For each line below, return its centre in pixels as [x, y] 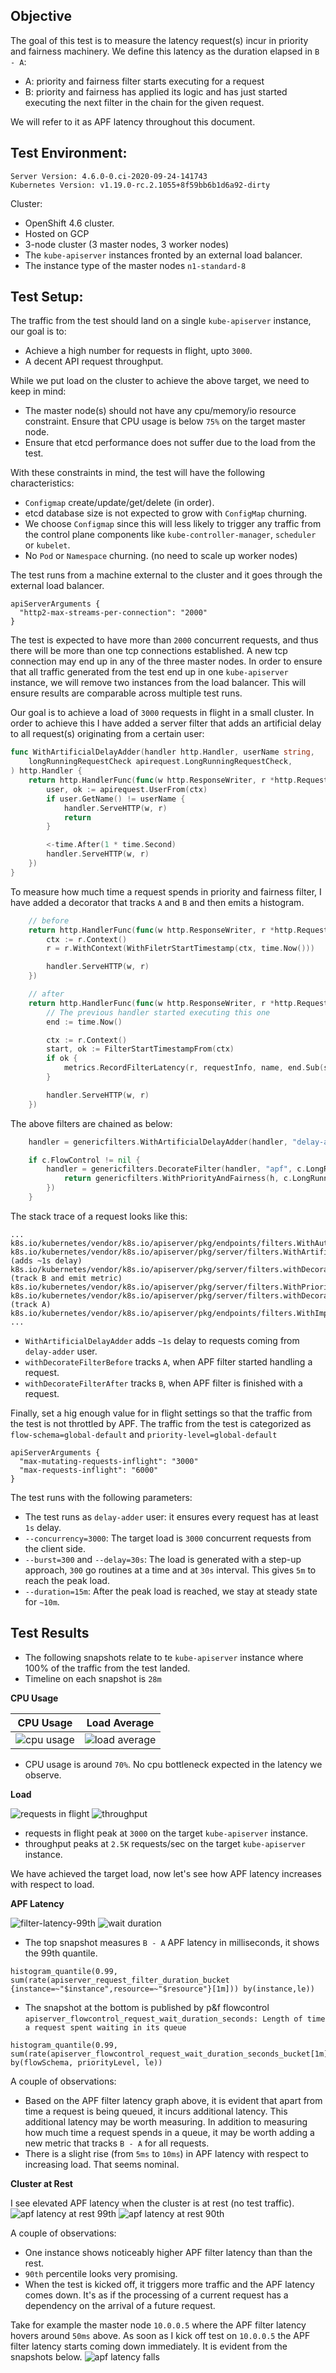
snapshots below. [46, 2356]
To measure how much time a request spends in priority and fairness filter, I [166, 891]
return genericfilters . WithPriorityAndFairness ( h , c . [178, 1179]
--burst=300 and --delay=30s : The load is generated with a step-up [163, 1559]
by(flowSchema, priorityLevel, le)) [86, 2062]
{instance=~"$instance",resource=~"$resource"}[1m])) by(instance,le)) [162, 1989]
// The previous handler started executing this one [158, 1012]
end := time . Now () [84, 1022]
